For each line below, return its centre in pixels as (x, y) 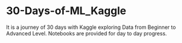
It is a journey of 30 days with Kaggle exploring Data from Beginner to (91, 27)
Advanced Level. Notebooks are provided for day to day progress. (87, 33)
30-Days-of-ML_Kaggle (66, 11)
